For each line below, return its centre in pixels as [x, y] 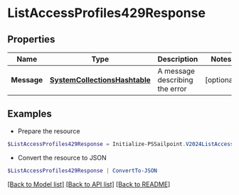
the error [172, 89]
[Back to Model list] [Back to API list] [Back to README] [89, 184]
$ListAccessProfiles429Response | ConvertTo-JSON [83, 171]
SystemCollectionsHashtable [100, 80]
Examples [30, 114]
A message [176, 71]
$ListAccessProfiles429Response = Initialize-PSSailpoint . [97, 144]
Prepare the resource [49, 131]
